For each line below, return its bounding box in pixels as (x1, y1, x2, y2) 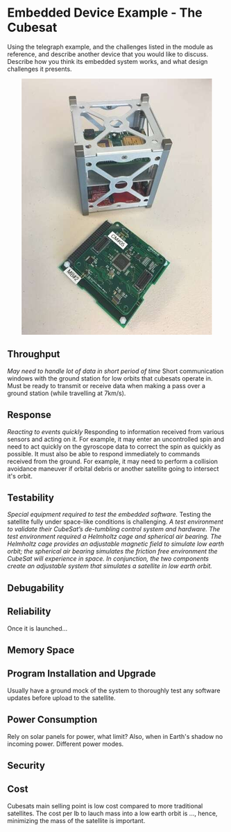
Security (7, 759, 45, 772)
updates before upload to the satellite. (7, 693, 116, 702)
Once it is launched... (7, 624, 68, 633)
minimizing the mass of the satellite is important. (7, 816, 146, 824)
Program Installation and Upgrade (7, 668, 156, 680)
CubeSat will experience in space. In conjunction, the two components (7, 554, 209, 563)
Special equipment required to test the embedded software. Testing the (7, 510, 212, 519)
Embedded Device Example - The (7, 5, 203, 21)
